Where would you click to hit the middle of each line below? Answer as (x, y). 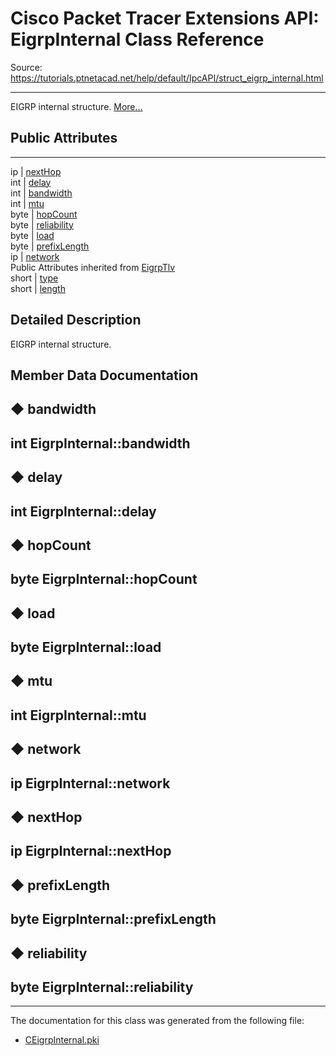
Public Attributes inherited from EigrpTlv (93, 267)
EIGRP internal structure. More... (76, 106)
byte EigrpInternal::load (86, 647)
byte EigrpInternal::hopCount (104, 579)
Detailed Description (76, 320)
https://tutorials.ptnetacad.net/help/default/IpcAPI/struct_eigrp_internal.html (167, 78)
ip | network (35, 256)
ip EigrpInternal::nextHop (91, 851)
